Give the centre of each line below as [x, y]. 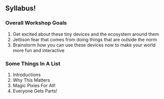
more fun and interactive [39, 50]
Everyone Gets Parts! [35, 91]
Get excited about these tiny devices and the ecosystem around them [86, 34]
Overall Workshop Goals [36, 23]
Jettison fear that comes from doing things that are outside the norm [85, 39]
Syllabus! [21, 8]
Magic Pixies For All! [34, 85]
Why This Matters [31, 80]
